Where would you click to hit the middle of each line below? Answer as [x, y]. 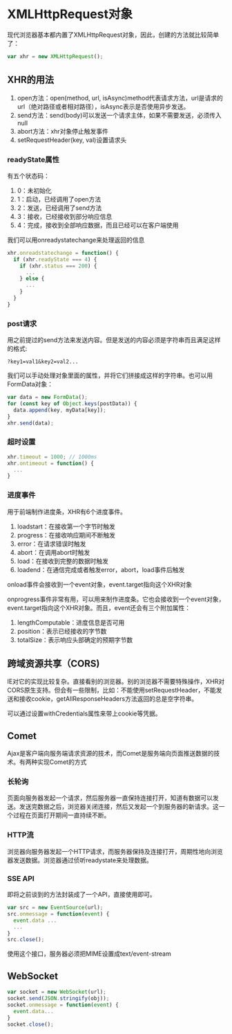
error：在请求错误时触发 [51, 544]
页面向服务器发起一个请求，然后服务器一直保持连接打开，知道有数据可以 [110, 798]
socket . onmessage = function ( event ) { [63, 1005]
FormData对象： [30, 384]
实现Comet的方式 [62, 762]
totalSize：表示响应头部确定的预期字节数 [75, 640]
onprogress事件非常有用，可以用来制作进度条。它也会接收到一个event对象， [116, 599]
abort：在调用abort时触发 [54, 552]
